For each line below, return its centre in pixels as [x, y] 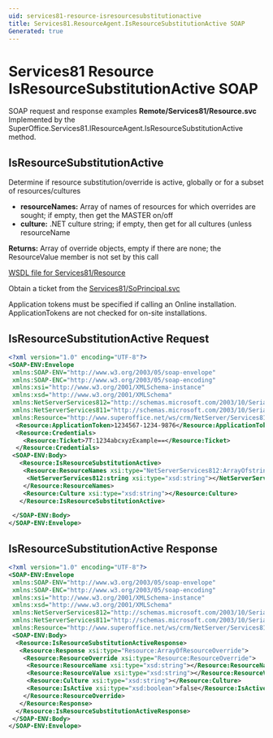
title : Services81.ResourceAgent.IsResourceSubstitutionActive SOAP [127, 24]
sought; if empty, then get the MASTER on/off [97, 216]
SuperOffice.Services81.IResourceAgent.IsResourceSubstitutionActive [126, 129]
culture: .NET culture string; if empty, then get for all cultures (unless [136, 224]
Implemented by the [42, 120]
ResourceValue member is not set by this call [84, 257]
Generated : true [36, 31]
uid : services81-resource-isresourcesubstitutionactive [105, 16]
